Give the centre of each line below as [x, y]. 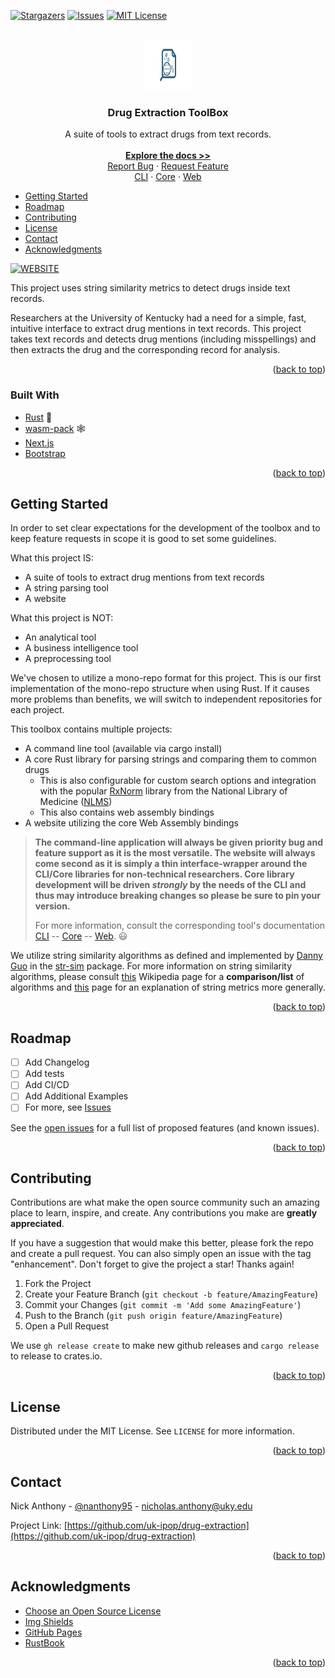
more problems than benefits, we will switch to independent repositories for [166, 699]
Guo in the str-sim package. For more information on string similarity [151, 966]
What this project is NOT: [62, 618]
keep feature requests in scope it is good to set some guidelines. [143, 539]
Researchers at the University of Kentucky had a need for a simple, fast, [158, 318]
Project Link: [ [39, 1525]
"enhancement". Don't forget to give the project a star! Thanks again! [152, 1264]
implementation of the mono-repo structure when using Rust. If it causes [160, 689]
